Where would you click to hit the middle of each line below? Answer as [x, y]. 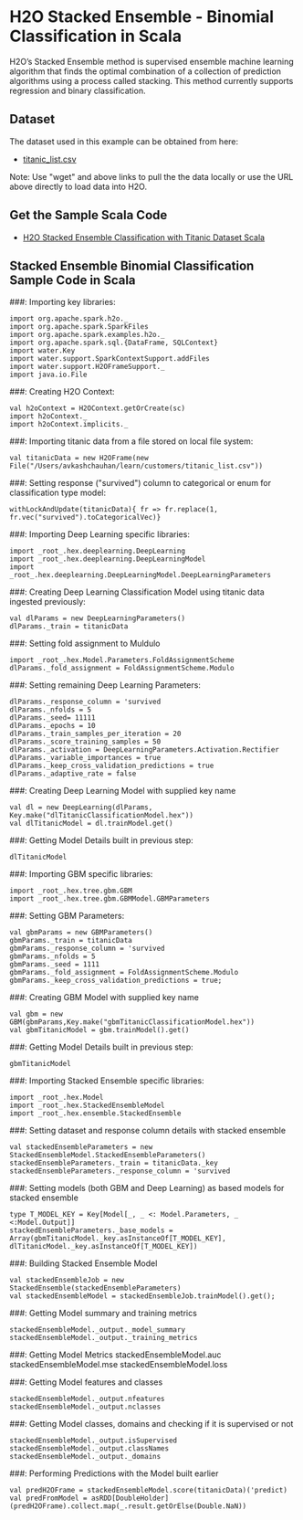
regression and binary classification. [78, 90]
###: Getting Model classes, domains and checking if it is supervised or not [151, 1424]
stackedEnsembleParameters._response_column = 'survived [120, 1171]
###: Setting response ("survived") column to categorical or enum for [141, 483]
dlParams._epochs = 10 [52, 726]
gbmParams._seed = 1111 [55, 965]
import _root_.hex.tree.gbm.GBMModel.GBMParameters [110, 899]
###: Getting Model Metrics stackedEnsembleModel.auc [115, 1355]
